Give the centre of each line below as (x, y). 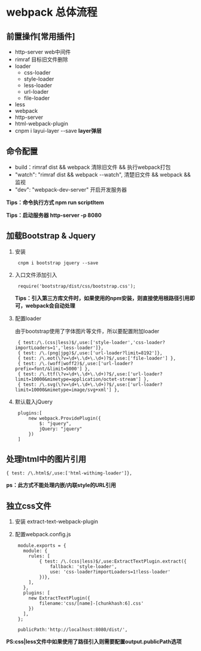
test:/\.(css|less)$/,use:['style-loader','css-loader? (94, 342)
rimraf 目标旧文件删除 (42, 59)
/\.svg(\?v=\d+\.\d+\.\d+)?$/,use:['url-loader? (101, 384)
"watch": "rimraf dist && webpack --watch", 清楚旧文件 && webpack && (103, 174)
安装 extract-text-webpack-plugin (57, 522)
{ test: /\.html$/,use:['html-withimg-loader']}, (69, 473)
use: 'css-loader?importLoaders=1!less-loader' (110, 572)
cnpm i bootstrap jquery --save (58, 263)
